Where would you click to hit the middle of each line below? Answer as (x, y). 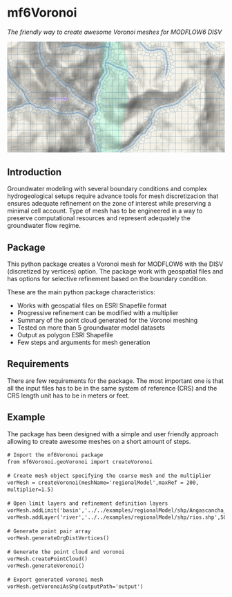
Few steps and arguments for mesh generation (84, 342)
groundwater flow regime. (44, 226)
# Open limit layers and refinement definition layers (88, 504)
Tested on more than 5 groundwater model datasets (91, 328)
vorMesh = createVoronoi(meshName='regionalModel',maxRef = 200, (103, 483)
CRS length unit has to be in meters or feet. (68, 395)
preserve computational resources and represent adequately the (99, 218)
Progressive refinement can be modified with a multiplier (98, 312)
